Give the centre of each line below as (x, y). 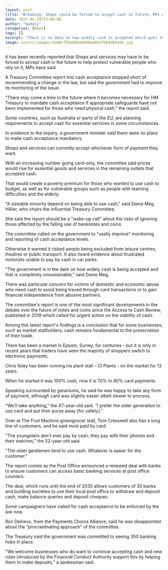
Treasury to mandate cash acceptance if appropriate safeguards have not (81, 103)
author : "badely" (23, 24)
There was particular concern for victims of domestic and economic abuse (82, 284)
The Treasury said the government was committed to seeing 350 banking (81, 536)
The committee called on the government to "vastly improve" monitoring (79, 234)
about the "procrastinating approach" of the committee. (62, 526)
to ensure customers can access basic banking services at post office (77, 471)
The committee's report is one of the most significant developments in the (81, 304)
